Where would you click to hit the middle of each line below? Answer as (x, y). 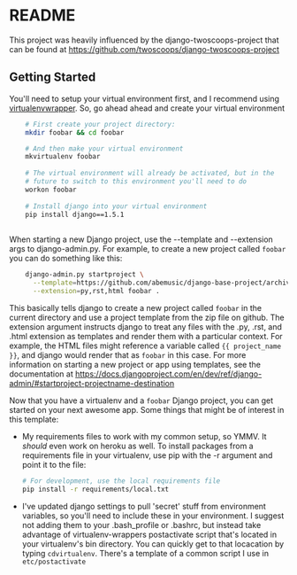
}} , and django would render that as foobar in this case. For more (128, 354)
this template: (34, 419)
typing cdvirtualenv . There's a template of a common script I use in (145, 553)
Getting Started (53, 78)
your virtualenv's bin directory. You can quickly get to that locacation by (153, 544)
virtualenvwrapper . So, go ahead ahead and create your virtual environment (147, 108)
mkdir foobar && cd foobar (75, 132)
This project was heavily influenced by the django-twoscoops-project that (145, 40)
